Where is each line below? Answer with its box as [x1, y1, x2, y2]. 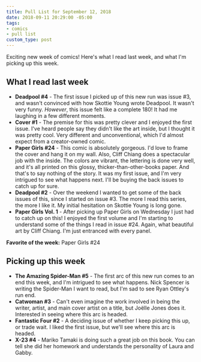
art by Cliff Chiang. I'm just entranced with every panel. [14, 227, 152, 235]
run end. [14, 291, 36, 298]
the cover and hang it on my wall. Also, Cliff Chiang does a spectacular [14, 150, 190, 158]
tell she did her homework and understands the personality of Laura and [14, 342, 194, 349]
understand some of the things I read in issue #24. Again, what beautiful [14, 221, 194, 228]
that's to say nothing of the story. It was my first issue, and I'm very [14, 170, 182, 177]
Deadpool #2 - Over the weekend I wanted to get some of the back [14, 189, 182, 196]
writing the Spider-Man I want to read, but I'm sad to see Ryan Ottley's [14, 285, 189, 292]
